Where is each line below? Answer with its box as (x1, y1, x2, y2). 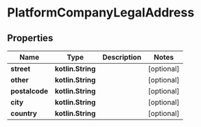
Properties (7, 32, 54, 44)
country (10, 108, 38, 118)
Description (102, 53, 142, 62)
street (10, 64, 31, 73)
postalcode (10, 86, 49, 95)
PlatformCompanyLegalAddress (7, 5, 195, 21)
